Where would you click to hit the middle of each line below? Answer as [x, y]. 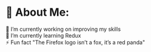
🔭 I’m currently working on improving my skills [63, 29]
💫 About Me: [38, 12]
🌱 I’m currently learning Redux [43, 35]
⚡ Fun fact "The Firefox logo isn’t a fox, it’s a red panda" [75, 42]
